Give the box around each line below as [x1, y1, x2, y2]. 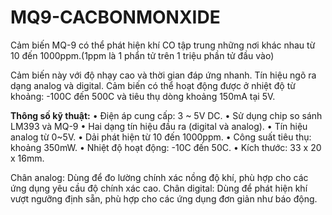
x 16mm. [10, 152, 45, 164]
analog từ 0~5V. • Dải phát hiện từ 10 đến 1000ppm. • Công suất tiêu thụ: [10, 131, 312, 143]
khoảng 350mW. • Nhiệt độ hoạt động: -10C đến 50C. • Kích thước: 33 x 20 [10, 141, 322, 153]
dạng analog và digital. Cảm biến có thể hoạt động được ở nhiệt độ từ [10, 79, 296, 91]
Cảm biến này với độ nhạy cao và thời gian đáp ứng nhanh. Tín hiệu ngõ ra [10, 69, 317, 81]
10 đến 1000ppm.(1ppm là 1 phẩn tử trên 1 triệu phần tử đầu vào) [10, 49, 275, 61]
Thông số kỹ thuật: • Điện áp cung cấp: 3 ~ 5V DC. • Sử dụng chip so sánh [10, 109, 323, 121]
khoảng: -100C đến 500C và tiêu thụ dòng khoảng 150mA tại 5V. [10, 90, 276, 102]
